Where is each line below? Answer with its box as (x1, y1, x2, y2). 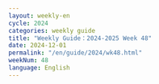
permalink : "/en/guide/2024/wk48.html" (8, 49, 143, 57)
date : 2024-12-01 (8, 42, 67, 50)
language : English (8, 64, 70, 72)
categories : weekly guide (8, 26, 95, 34)
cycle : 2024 (8, 19, 48, 27)
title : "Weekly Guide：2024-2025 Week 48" (8, 34, 152, 42)
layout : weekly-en (8, 11, 70, 20)
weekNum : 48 (8, 57, 48, 65)
